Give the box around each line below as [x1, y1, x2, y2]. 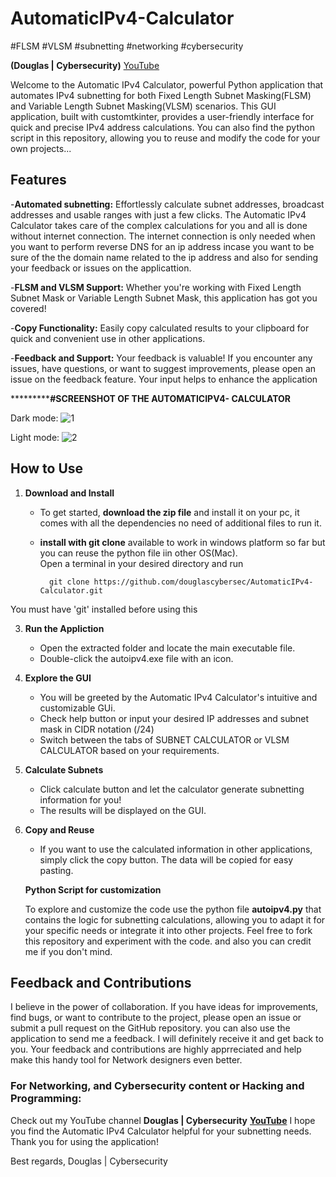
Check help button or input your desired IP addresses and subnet [39, 712, 310, 724]
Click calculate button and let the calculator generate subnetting [39, 783, 305, 795]
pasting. [39, 864, 74, 876]
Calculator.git [39, 585, 103, 596]
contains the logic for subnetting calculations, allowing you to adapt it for [24, 913, 326, 926]
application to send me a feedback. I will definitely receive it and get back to [10, 1033, 324, 1045]
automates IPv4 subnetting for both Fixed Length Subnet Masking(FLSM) [10, 89, 312, 101]
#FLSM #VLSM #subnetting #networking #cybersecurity [10, 40, 244, 52]
